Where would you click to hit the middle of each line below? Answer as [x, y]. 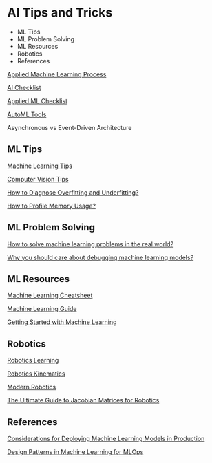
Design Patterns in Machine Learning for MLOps [75, 452]
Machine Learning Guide [42, 309]
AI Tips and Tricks [60, 13]
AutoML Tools [27, 114]
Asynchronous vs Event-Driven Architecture [70, 127]
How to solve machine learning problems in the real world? [91, 244]
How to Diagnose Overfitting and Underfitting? [73, 192]
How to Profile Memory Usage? [52, 206]
